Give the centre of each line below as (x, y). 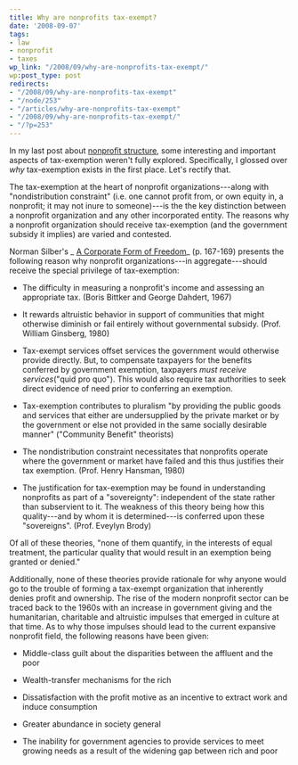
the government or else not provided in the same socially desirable (144, 425)
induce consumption (60, 707)
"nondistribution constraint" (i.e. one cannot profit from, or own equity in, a (146, 196)
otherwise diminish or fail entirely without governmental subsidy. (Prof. (152, 324)
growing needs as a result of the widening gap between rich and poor (150, 751)
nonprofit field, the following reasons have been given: (109, 636)
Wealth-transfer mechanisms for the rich (97, 680)
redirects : (29, 84)
